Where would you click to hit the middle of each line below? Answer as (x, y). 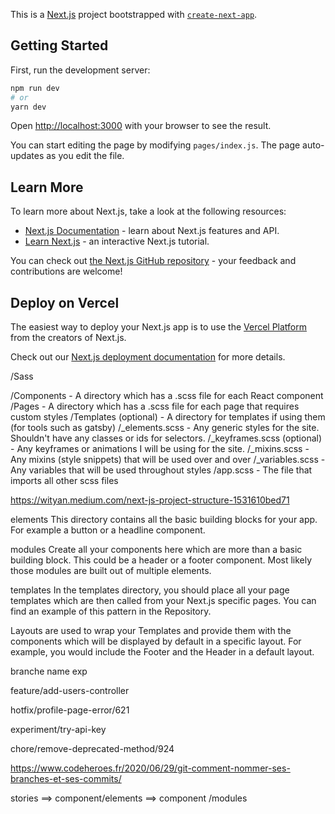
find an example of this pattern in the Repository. (111, 611)
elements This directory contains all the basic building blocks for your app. (164, 520)
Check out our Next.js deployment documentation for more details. (148, 357)
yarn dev (28, 107)
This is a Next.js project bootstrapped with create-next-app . (134, 14)
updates (27, 156)
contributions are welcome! (66, 271)
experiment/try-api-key (58, 730)
